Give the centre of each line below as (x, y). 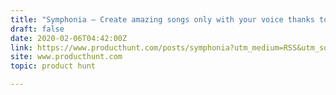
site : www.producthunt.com (66, 57)
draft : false (37, 29)
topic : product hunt (53, 66)
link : (21, 47)
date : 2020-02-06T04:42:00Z (69, 38)
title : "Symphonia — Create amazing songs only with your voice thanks (162, 19)
